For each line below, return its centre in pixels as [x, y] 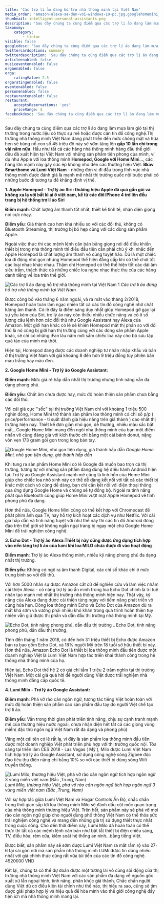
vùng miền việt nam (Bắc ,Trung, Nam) [44, 790]
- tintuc [31, 37]
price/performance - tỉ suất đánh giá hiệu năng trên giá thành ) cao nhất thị [81, 419]
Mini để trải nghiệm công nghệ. [36, 530]
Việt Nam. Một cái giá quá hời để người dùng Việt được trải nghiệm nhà [76, 675]
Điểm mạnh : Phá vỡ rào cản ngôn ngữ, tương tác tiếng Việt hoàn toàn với [79, 699]
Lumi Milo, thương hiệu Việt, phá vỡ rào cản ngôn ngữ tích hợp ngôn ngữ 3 [80, 785]
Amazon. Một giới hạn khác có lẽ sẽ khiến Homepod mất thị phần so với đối [81, 325]
